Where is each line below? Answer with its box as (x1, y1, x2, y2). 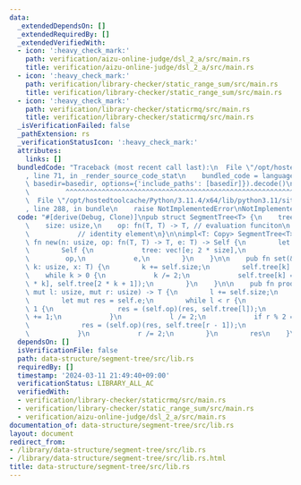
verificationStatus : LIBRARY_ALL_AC (17, 379, 154, 388)
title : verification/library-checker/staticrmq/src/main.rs (25, 113, 254, 122)
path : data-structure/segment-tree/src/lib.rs (17, 354, 194, 363)
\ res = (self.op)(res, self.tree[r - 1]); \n (25, 321, 246, 330)
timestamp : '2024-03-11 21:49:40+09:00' (17, 370, 170, 380)
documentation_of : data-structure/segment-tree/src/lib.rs (9, 421, 235, 430)
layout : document (9, 429, 74, 438)
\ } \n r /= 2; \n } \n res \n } (25, 329, 291, 338)
